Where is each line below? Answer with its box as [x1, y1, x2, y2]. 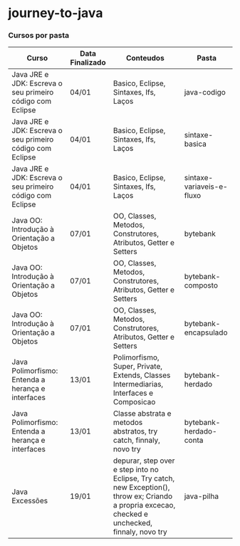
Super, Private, [113, 362, 163, 372]
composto [184, 280, 218, 290]
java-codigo [184, 88, 226, 98]
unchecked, [113, 518, 152, 528]
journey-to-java [8, 5, 103, 21]
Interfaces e [113, 388, 154, 398]
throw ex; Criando [113, 491, 173, 501]
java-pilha [184, 491, 219, 501]
